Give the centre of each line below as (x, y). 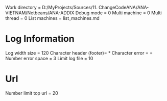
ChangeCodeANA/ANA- (124, 7)
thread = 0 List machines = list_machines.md (52, 18)
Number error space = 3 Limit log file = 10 (49, 58)
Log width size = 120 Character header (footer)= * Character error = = (79, 53)
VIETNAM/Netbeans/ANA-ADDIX (40, 13)
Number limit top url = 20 (32, 93)
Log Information (40, 39)
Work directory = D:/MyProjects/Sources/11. (52, 7)
